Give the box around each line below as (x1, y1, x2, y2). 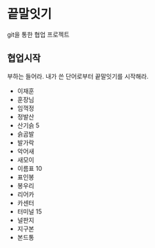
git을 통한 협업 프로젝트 (7, 30, 70, 39)
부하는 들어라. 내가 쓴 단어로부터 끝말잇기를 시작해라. (7, 72, 149, 80)
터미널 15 (17, 207, 43, 216)
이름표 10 (17, 164, 43, 172)
